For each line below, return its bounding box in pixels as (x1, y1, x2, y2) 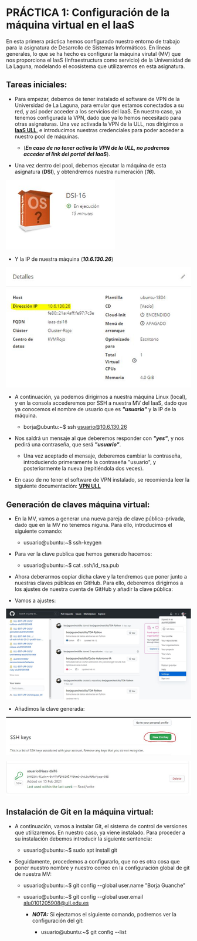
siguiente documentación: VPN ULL (14, 482, 101, 490)
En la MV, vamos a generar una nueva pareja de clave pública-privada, (14, 515, 186, 522)
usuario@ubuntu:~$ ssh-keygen (23, 539, 101, 546)
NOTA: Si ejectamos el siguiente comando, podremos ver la (32, 910, 177, 918)
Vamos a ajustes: (14, 597, 56, 604)
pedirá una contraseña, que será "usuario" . (14, 441, 121, 448)
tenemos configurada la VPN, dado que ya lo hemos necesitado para (14, 114, 182, 121)
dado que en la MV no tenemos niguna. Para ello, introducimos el (14, 522, 172, 529)
